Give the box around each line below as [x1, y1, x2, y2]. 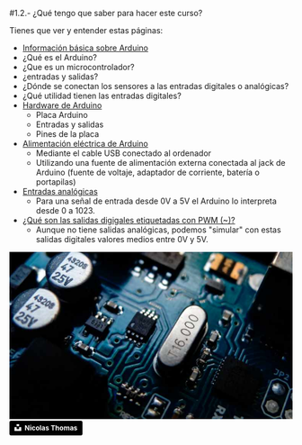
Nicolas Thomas [24, 422, 78, 432]
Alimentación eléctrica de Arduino [22, 139, 148, 149]
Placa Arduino [35, 110, 88, 120]
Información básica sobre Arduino [22, 42, 148, 53]
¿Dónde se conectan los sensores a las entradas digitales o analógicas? [22, 81, 289, 91]
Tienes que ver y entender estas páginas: [9, 25, 164, 35]
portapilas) [35, 177, 76, 187]
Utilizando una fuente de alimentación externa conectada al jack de [35, 158, 286, 168]
